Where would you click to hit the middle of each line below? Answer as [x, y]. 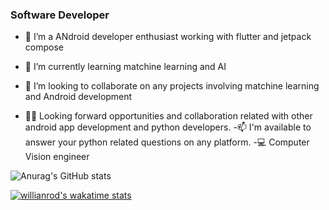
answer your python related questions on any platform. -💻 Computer [167, 142]
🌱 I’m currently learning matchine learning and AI [125, 67]
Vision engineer [57, 157]
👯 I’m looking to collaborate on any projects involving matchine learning [172, 86]
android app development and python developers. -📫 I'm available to [168, 127]
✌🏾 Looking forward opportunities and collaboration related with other [168, 116]
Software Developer [60, 15]
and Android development [78, 97]
